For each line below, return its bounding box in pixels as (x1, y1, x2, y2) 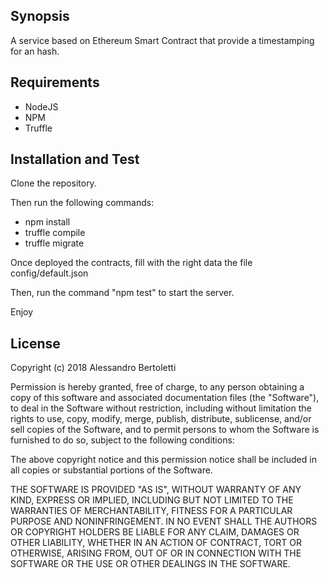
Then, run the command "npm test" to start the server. (10, 287, 235, 299)
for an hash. (10, 45, 60, 57)
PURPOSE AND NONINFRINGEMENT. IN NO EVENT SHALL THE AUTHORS (10, 515, 318, 528)
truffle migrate (24, 237, 85, 249)
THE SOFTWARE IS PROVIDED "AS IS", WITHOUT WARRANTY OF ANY (10, 484, 302, 496)
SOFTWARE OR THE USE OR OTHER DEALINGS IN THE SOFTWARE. (10, 558, 291, 570)
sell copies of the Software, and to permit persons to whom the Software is (10, 424, 320, 436)
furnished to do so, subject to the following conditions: (10, 434, 235, 446)
